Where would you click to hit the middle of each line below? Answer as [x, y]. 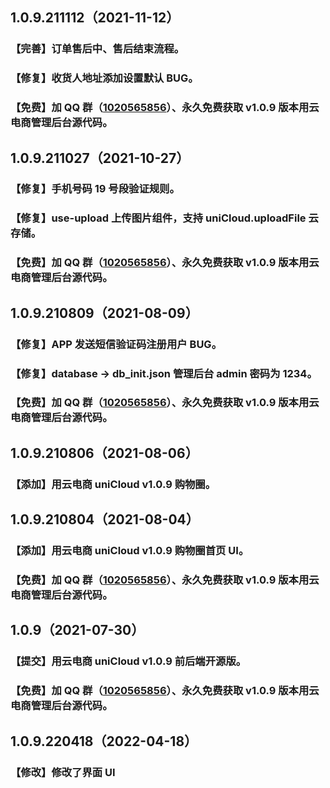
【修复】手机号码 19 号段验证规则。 [95, 189]
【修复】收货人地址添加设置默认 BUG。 [104, 78]
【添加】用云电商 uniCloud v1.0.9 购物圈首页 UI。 [130, 551]
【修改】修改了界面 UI [63, 772]
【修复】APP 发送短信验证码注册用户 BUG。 [116, 344]
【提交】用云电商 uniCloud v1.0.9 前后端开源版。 [128, 661]
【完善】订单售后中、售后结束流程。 [97, 49]
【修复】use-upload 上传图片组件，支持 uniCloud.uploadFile [158, 218]
